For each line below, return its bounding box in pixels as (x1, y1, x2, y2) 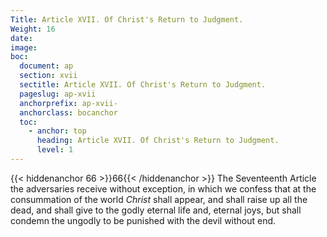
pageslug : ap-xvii (19, 89, 97, 99)
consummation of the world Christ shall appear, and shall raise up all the (10, 193, 308, 205)
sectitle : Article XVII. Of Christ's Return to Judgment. (19, 80, 267, 90)
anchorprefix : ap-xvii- (19, 98, 118, 108)
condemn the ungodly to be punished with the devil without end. (10, 214, 277, 226)
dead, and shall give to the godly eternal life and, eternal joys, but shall (10, 204, 302, 216)
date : (10, 33, 33, 43)
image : (10, 42, 38, 53)
